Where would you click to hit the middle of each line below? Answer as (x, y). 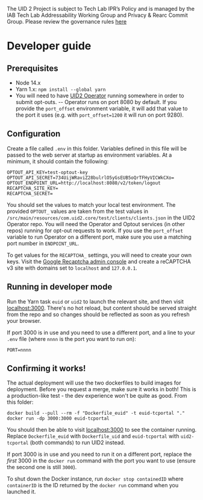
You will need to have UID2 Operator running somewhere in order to (100, 96)
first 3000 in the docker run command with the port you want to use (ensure (101, 461)
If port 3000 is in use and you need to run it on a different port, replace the (99, 454)
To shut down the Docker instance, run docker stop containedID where (95, 479)
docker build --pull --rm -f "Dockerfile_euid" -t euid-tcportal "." (96, 414)
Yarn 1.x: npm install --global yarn (61, 89)
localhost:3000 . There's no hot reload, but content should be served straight (102, 308)
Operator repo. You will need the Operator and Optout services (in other (96, 224)
